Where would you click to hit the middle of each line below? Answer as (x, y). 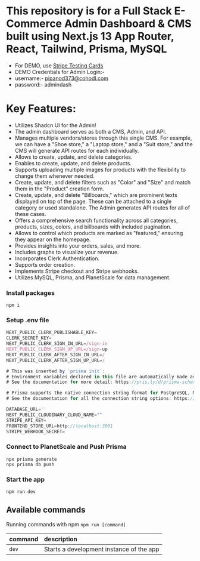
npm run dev (21, 492)
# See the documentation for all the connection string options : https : (98, 399)
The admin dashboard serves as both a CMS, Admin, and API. (90, 131)
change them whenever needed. (55, 176)
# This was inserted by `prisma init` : (56, 371)
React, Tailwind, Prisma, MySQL (87, 49)
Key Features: (41, 109)
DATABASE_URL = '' (26, 409)
